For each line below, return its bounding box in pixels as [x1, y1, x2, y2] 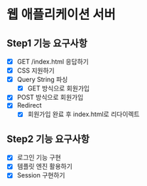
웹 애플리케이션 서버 [6, 6, 116, 23]
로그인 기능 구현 [16, 153, 61, 162]
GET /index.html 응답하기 [16, 58, 89, 66]
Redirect [16, 101, 42, 110]
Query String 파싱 [16, 76, 68, 84]
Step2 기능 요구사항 [6, 133, 90, 145]
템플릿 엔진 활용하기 [16, 162, 72, 171]
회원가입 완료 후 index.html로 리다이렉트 [27, 110, 140, 118]
